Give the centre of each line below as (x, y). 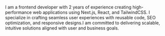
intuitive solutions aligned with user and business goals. (62, 28)
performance (19, 12)
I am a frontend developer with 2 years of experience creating (68, 7)
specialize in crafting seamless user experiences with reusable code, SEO (81, 18)
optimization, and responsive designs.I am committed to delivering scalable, (82, 23)
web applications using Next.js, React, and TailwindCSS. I (91, 12)
